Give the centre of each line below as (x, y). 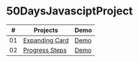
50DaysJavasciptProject (69, 11)
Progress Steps (45, 50)
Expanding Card (46, 40)
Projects (46, 30)
